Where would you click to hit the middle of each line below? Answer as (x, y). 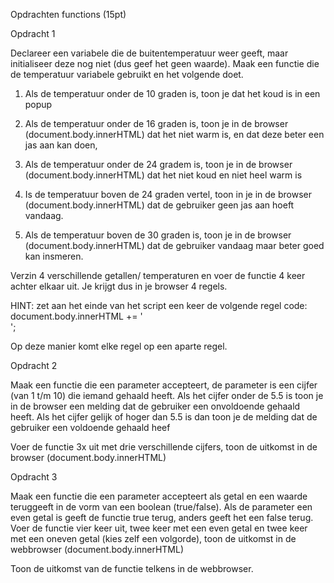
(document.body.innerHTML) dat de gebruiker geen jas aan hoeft (159, 205)
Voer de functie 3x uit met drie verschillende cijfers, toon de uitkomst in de (164, 447)
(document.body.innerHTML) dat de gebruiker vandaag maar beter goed (174, 245)
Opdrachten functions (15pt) (68, 14)
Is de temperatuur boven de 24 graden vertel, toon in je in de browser (168, 194)
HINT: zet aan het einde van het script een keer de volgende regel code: (159, 305)
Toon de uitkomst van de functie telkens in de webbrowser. (132, 568)
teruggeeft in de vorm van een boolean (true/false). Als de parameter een (161, 507)
